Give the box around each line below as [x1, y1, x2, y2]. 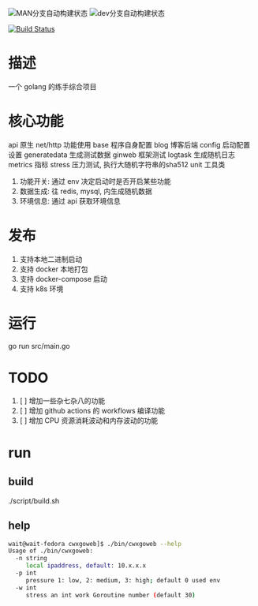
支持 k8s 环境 [19, 284, 64, 294]
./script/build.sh [8, 496, 60, 505]
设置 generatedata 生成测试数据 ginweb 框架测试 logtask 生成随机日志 [8, 150, 235, 159]
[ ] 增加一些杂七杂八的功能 [19, 395, 105, 406]
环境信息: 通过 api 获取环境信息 [19, 196, 121, 205]
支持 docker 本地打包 [19, 264, 88, 274]
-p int [15, 569, 37, 577]
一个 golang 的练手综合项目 [8, 81, 97, 91]
